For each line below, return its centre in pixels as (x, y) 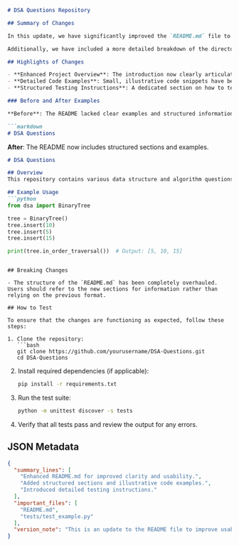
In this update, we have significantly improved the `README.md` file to (119, 36)
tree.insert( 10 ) (31, 225)
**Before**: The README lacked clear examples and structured (101, 113)
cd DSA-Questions (43, 358)
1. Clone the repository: (46, 339)
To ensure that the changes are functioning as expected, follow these (116, 320)
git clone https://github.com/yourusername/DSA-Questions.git (111, 352)
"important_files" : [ (46, 503)
